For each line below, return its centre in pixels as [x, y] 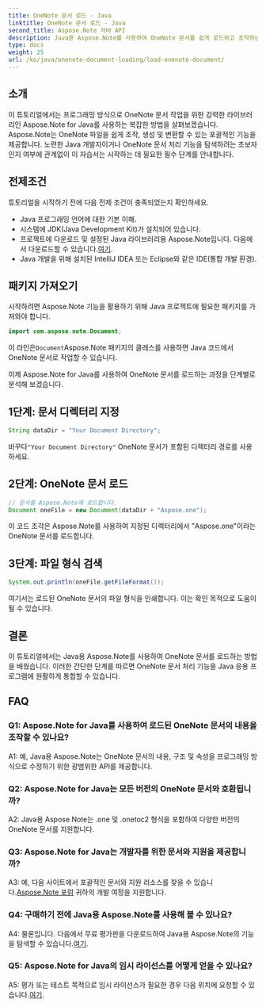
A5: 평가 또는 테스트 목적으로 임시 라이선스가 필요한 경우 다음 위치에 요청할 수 [127, 985]
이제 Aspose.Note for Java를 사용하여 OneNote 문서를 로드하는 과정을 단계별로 [132, 374]
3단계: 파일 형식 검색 [55, 563]
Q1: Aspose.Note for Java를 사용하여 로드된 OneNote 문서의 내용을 [133, 726]
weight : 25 [26, 52]
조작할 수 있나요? [39, 737]
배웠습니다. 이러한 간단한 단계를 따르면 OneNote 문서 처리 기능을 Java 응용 [133, 666]
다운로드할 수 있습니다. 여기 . [70, 249]
